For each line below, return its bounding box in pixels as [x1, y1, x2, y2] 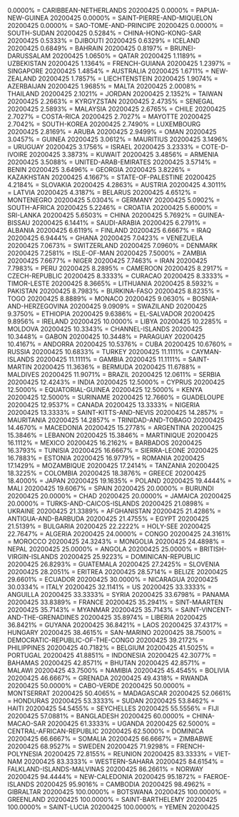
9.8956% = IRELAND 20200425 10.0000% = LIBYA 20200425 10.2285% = [7, 317, 228, 326]
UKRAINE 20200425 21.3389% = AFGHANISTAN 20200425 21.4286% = [7, 507, 222, 515]
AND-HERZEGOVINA [7, 302, 69, 310]
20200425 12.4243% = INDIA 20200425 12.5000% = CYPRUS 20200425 [7, 378, 225, 386]
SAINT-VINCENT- [180, 606, 232, 613]
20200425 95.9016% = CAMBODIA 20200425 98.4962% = [35, 780, 212, 788]
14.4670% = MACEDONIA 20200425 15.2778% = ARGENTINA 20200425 [7, 423, 223, 431]
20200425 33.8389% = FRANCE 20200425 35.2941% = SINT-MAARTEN [7, 598, 223, 606]
